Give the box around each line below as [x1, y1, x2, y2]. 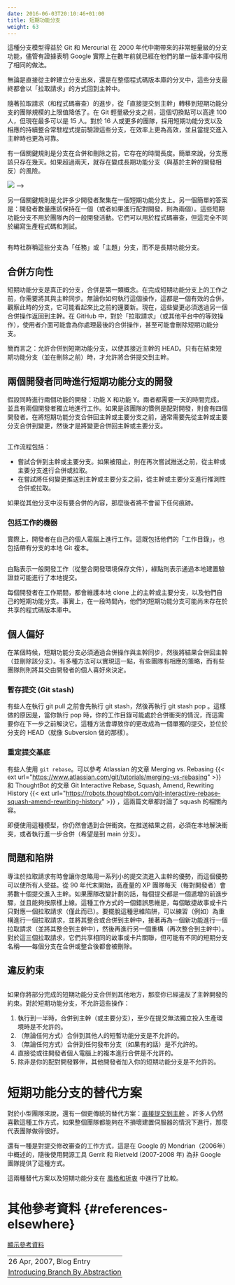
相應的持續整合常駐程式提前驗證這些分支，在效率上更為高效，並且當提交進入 [7, 125, 228, 134]
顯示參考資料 [7, 1240, 44, 1249]
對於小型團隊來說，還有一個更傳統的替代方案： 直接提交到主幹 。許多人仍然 [7, 1109, 224, 1118]
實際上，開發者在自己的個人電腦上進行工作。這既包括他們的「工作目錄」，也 [7, 535, 225, 543]
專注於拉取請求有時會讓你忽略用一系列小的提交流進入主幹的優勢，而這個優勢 [7, 872, 228, 880]
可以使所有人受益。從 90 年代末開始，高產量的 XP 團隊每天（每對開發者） [7, 880, 220, 889]
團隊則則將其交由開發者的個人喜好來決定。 [7, 666, 130, 674]
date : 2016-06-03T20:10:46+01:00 [7, 10, 105, 17]
